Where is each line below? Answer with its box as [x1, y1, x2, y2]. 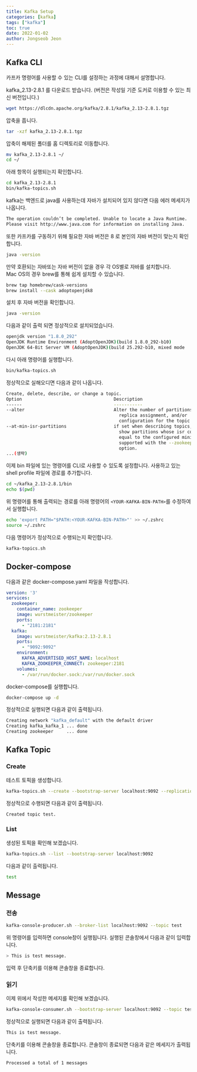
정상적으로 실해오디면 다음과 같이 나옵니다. [6, 379, 104, 386]
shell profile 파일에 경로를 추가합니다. [6, 469, 93, 476]
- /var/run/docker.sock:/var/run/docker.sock [21, 671, 135, 678]
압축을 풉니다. [6, 117, 38, 124]
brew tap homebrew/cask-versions [6, 282, 88, 288]
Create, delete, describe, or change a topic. [6, 391, 122, 397]
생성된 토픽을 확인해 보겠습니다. [6, 839, 79, 846]
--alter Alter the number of [6, 407, 164, 413]
